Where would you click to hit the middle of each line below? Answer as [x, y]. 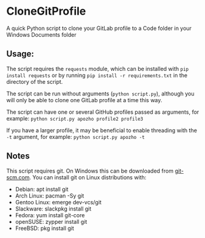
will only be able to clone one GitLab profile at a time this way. [84, 100]
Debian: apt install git [42, 189]
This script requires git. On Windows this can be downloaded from [90, 171]
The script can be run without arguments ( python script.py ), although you [100, 94]
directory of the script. [35, 81]
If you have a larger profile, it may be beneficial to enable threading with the [102, 130]
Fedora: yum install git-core [50, 215]
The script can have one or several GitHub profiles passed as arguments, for [103, 112]
